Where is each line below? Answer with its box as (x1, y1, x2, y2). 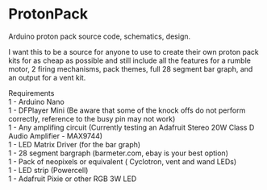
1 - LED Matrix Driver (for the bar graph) (8, 139, 141, 149)
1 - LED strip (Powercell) (8, 165, 89, 175)
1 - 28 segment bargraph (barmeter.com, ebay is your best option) (8, 148, 228, 158)
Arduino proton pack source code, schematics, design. (8, 31, 191, 41)
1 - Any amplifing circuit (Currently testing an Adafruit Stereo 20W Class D (8, 122, 255, 132)
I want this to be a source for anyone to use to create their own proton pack (8, 47, 260, 56)
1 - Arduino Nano (8, 97, 65, 106)
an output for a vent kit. (8, 72, 86, 82)
